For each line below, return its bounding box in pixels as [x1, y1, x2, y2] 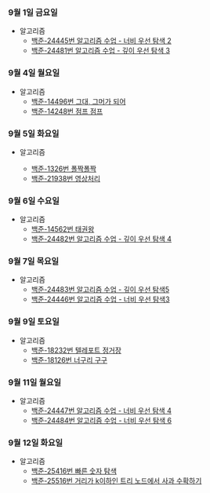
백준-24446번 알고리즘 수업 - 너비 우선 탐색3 [31, 294, 170, 304]
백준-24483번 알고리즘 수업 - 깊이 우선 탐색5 [31, 285, 170, 294]
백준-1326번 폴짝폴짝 [31, 163, 96, 173]
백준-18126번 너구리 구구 [31, 355, 108, 364]
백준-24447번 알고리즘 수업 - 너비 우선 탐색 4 [31, 406, 172, 415]
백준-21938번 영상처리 [31, 173, 100, 183]
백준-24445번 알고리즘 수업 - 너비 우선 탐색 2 [31, 36, 172, 46]
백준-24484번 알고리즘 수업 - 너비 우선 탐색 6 [31, 416, 172, 425]
